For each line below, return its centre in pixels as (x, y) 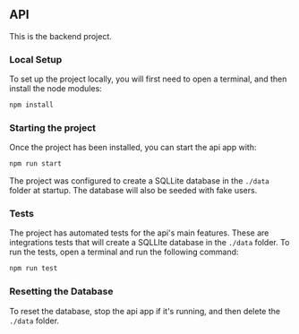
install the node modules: (56, 89)
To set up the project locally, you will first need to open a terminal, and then (148, 79)
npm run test (34, 269)
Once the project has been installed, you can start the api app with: (133, 148)
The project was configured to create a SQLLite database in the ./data (140, 181)
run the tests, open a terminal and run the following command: (124, 252)
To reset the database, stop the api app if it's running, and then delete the (145, 311)
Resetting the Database (61, 292)
